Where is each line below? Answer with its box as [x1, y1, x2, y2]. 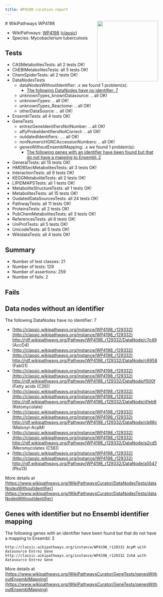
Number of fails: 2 [12, 274, 49, 280]
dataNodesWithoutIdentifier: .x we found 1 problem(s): [19, 82, 128, 88]
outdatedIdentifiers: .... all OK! [19, 134, 79, 140]
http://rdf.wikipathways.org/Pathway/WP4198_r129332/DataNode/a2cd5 [12, 440, 157, 446]
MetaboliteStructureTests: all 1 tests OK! [12, 185, 92, 191]
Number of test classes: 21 [12, 259, 65, 265]
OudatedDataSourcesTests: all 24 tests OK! [12, 196, 98, 202]
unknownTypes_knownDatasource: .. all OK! [19, 93, 108, 98]
